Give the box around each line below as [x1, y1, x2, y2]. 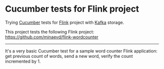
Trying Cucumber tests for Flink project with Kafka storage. [5, 19, 124, 25]
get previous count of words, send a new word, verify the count [5, 53, 133, 59]
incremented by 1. [5, 58, 41, 64]
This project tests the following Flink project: [5, 29, 94, 34]
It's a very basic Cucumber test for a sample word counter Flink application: [5, 48, 158, 54]
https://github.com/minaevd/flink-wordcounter [5, 34, 99, 40]
